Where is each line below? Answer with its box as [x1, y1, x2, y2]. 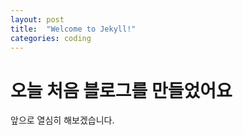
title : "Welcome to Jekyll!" [10, 24, 137, 34]
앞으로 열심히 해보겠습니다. [10, 114, 115, 126]
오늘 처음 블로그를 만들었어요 [10, 79, 233, 102]
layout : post [10, 14, 65, 25]
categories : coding [10, 33, 92, 43]
